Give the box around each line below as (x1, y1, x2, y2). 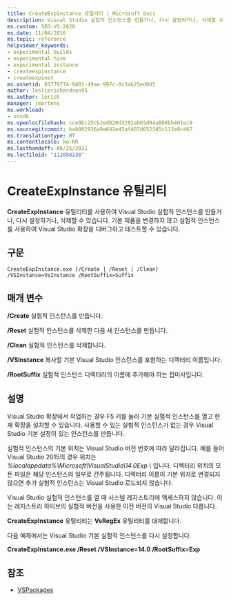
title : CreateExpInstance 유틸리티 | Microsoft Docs (7, 10, 157, 17)
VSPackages (17, 586, 54, 594)
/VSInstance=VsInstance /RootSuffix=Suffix (7, 271, 134, 278)
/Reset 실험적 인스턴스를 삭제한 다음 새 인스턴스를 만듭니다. (7, 326, 168, 335)
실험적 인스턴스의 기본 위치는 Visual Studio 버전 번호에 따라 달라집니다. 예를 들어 (7, 444, 225, 452)
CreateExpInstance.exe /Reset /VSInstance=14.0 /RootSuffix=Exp (7, 545, 201, 553)
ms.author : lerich (7, 94, 60, 101)
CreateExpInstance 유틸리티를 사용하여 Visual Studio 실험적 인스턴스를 (7, 207, 203, 216)
